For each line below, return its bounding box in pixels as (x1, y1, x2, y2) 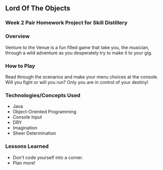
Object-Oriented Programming (12, 109, 77, 115)
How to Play (5, 62, 36, 69)
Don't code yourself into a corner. (12, 154, 83, 160)
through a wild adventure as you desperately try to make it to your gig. (5, 50, 152, 56)
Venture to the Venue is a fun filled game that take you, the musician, (5, 44, 150, 50)
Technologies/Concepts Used (5, 92, 81, 99)
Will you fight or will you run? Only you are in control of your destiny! (5, 79, 149, 85)
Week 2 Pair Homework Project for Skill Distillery (5, 19, 128, 26)
